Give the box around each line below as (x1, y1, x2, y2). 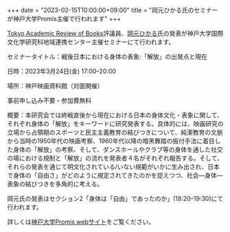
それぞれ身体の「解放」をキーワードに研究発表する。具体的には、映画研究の (7, 120, 224, 127)
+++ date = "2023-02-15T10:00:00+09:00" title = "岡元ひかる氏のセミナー (7, 6, 218, 14)
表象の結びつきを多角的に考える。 (7, 180, 104, 188)
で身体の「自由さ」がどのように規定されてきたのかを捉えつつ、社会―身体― (7, 171, 223, 179)
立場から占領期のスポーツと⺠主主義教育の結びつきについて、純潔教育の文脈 (7, 128, 223, 136)
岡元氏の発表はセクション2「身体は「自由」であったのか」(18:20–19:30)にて (7, 195, 224, 202)
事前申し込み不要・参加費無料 (7, 96, 91, 105)
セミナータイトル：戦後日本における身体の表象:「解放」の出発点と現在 (7, 52, 208, 61)
